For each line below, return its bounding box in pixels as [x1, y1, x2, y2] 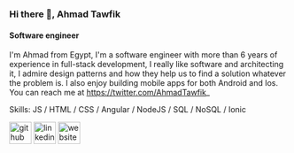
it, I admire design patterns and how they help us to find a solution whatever [9, 68, 286, 79]
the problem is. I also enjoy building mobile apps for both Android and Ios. [9, 78, 279, 88]
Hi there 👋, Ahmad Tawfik [9, 8, 121, 20]
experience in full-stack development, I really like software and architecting [9, 59, 284, 70]
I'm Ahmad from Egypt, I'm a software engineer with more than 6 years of [9, 50, 278, 60]
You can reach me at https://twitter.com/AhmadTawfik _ [9, 88, 211, 98]
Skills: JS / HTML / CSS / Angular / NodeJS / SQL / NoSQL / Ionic [9, 104, 246, 115]
